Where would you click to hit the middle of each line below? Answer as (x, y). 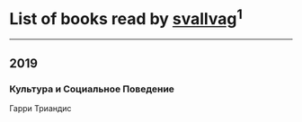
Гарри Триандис (40, 108)
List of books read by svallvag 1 (126, 17)
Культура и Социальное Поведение (92, 89)
